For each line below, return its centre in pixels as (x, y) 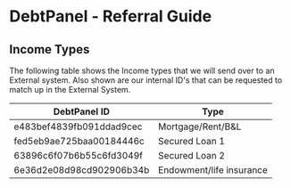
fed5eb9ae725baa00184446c (79, 141)
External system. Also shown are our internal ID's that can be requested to (146, 80)
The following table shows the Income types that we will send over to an (142, 70)
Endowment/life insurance (212, 170)
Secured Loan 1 (191, 141)
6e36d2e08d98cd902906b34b (82, 170)
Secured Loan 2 (191, 155)
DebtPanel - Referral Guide (111, 16)
